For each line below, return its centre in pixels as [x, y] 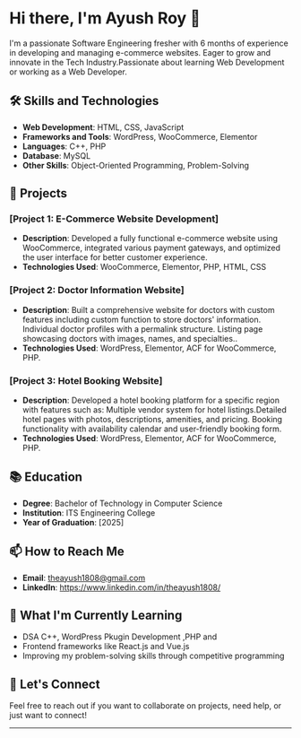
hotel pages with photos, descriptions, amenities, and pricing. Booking [152, 420]
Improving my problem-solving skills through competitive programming [153, 656]
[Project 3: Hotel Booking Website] [86, 380]
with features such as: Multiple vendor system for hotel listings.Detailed [154, 410]
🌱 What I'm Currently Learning [96, 616]
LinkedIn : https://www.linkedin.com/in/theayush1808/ [121, 587]
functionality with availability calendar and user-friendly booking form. [152, 429]
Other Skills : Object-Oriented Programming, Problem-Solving [135, 165]
